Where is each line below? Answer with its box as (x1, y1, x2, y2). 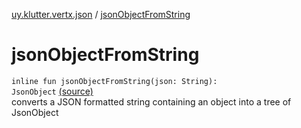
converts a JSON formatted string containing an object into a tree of (11, 95, 292, 108)
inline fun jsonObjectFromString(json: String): (11, 76, 218, 86)
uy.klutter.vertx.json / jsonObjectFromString (11, 9, 191, 20)
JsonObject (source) (11, 85, 94, 97)
